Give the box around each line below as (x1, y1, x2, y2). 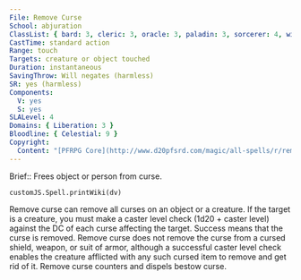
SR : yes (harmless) (9, 80, 82, 89)
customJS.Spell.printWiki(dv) (9, 188, 123, 197)
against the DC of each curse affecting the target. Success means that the (9, 223, 284, 233)
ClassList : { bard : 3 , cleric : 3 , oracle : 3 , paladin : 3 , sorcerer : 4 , (9, 30, 283, 38)
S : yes (17, 105, 42, 114)
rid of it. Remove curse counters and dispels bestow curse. (9, 260, 227, 271)
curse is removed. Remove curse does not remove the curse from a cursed (9, 232, 286, 242)
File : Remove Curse (9, 13, 82, 22)
